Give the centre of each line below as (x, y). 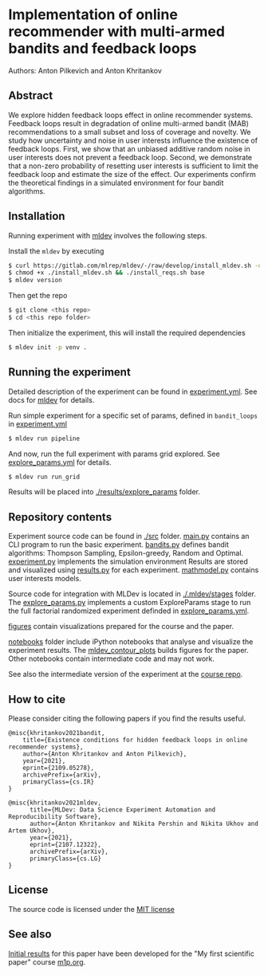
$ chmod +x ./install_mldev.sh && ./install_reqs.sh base (106, 273)
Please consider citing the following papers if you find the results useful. (127, 718)
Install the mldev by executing (56, 251)
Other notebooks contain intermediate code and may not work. (112, 659)
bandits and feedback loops (102, 49)
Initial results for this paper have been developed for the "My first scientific (132, 953)
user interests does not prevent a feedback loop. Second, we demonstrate (130, 157)
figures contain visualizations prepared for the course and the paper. (121, 627)
